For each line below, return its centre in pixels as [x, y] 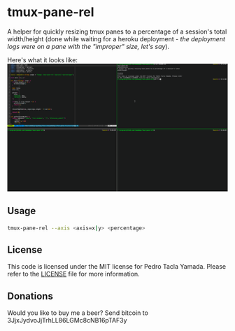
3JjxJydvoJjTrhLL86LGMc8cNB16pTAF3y [67, 321]
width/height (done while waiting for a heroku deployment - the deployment [116, 38]
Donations [30, 296]
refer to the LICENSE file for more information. [73, 274]
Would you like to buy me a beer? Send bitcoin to [78, 313]
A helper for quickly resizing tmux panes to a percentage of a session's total [117, 31]
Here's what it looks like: [43, 59]
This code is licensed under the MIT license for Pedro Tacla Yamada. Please [116, 267]
